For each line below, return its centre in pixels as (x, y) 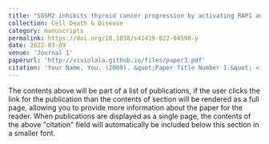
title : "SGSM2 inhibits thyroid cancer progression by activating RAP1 (130, 16)
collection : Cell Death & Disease (66, 23)
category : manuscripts (46, 30)
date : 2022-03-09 (37, 46)
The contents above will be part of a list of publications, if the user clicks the (134, 90)
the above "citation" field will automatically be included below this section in (134, 124)
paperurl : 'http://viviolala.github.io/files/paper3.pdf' (107, 61)
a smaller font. (32, 133)
